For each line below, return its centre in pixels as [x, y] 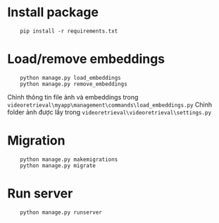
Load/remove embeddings [86, 59]
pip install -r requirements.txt [69, 31]
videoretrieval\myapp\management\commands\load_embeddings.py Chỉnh [110, 104]
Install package [53, 12]
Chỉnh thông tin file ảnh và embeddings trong [73, 97]
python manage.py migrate [58, 165]
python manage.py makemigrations [69, 159]
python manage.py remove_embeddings [74, 84]
